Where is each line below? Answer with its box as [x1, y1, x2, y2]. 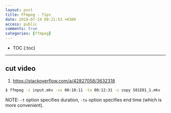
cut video [5, 64, 36, 73]
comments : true [5, 26, 38, 31]
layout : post [5, 7, 33, 13]
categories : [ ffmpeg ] [5, 31, 51, 36]
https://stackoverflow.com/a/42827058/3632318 [12, 78, 116, 84]
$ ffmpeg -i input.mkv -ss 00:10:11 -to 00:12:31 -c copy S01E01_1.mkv [5, 87, 160, 93]
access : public [5, 21, 38, 27]
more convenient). [5, 102, 44, 108]
